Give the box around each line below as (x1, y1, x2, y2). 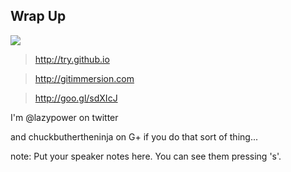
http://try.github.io (34, 53, 110, 65)
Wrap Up (10, 8, 67, 25)
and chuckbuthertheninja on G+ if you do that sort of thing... (10, 130, 258, 143)
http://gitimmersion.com (34, 72, 135, 84)
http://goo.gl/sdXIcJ (34, 92, 118, 104)
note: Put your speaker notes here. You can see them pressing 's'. (10, 150, 282, 162)
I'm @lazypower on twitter (10, 111, 119, 123)
